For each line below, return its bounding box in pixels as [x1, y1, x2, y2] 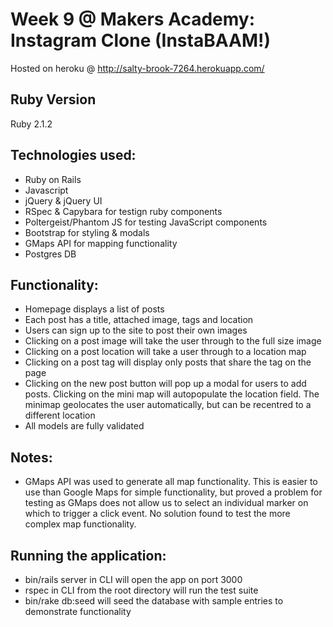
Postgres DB [24, 248, 77, 260]
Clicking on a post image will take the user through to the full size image [24, 335, 322, 347]
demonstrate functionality [24, 606, 132, 617]
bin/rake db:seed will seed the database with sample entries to [24, 595, 284, 607]
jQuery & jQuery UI [24, 194, 103, 207]
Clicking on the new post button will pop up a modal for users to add [24, 378, 307, 390]
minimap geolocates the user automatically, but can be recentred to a [24, 399, 312, 411]
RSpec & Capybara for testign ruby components [24, 205, 223, 217]
